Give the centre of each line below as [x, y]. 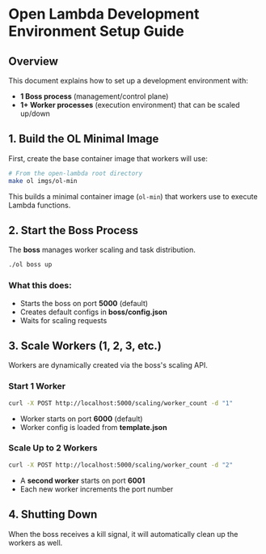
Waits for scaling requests [63, 320]
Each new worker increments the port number [97, 489]
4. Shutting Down [53, 515]
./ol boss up [30, 265]
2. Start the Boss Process [74, 230]
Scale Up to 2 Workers [53, 448]
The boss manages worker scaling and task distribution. [102, 250]
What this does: [40, 286]
